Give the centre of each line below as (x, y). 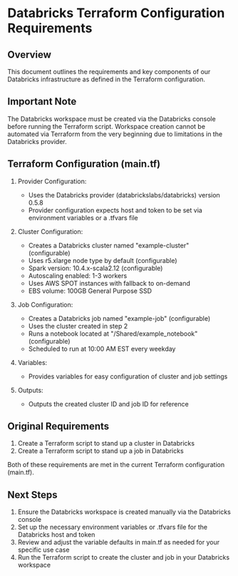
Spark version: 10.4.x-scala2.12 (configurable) (95, 268)
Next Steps (32, 494)
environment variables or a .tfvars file (83, 217)
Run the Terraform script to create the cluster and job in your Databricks (124, 557)
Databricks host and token (56, 535)
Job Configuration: (45, 304)
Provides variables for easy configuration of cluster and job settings (128, 376)
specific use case (43, 550)
